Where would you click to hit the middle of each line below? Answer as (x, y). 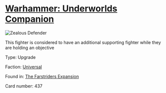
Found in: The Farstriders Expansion (42, 76)
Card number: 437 (24, 86)
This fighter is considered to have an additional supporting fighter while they (83, 42)
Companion (30, 19)
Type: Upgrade (21, 57)
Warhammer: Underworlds (61, 9)
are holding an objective (30, 47)
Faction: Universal (24, 67)
